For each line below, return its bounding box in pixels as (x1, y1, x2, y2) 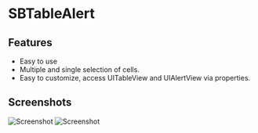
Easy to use (19, 56, 57, 66)
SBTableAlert (8, 5, 96, 23)
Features (8, 36, 53, 49)
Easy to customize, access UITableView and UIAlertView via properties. (19, 74, 251, 82)
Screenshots (8, 95, 72, 110)
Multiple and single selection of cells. (19, 65, 140, 74)
